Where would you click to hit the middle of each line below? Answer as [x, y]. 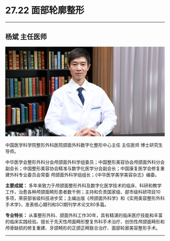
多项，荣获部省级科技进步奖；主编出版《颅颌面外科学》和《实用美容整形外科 [85, 198]
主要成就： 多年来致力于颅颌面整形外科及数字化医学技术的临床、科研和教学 [83, 185]
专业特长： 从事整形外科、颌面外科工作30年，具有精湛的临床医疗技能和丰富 [84, 215]
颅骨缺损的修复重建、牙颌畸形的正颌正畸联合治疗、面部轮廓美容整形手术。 [83, 228]
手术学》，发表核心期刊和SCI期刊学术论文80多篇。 [57, 204]
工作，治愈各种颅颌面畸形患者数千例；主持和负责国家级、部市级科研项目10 [83, 192]
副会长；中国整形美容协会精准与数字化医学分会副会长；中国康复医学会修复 [83, 168]
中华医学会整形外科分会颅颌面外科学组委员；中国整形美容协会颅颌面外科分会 [85, 162]
